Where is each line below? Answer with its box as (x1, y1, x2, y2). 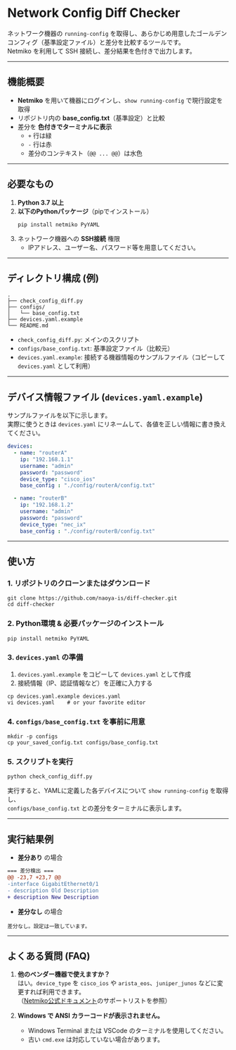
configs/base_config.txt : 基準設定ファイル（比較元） (17, 344, 174, 353)
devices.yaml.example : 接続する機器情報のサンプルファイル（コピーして (17, 353, 226, 362)
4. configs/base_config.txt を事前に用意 (7, 717, 145, 727)
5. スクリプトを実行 (7, 757, 74, 767)
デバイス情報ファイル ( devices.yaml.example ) (7, 391, 204, 403)
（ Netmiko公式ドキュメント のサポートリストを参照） (17, 996, 171, 1005)
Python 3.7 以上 (17, 198, 65, 206)
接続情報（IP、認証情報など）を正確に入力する (17, 679, 153, 687)
